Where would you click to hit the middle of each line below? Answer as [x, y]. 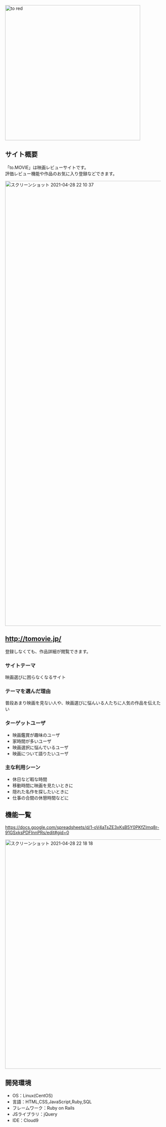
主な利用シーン [23, 768]
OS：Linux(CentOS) [33, 1096]
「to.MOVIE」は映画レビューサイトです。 [47, 167]
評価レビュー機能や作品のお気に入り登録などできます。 [61, 173]
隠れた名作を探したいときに [41, 791]
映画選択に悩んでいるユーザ [40, 747]
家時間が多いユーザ [32, 741]
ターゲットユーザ [25, 723]
